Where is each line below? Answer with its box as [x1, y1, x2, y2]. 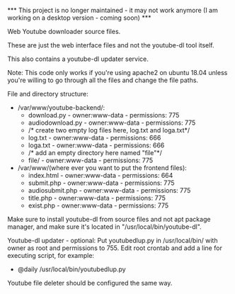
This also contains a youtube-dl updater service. [7, 55, 149, 63]
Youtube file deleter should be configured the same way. [7, 279, 173, 287]
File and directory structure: [7, 90, 88, 98]
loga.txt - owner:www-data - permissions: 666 [28, 141, 165, 149]
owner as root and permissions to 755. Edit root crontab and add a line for [7, 244, 223, 252]
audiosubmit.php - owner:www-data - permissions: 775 [28, 186, 191, 194]
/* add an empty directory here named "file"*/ [28, 149, 163, 157]
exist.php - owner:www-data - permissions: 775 [28, 201, 168, 210]
